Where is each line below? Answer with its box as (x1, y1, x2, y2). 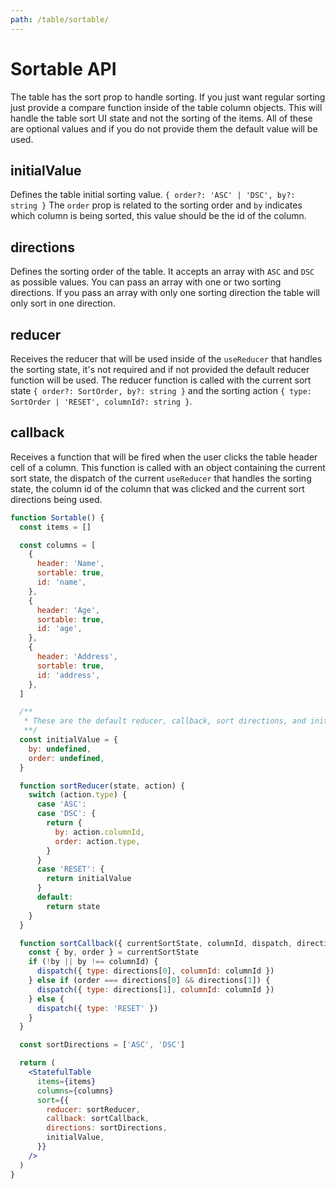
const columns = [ (19, 540, 97, 550)
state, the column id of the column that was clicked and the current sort (10, 482, 305, 495)
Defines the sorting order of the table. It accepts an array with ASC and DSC (10, 266, 315, 278)
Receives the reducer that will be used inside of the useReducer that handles (10, 353, 323, 365)
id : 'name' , (36, 577, 87, 588)
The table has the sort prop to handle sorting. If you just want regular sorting (10, 91, 326, 103)
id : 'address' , (36, 670, 101, 680)
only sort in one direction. (10, 297, 116, 310)
